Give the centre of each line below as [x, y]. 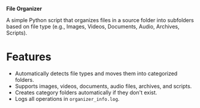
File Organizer [24, 9]
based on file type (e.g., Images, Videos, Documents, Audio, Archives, [93, 27]
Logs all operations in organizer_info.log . [67, 98]
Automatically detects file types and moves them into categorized [96, 73]
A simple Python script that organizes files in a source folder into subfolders [100, 20]
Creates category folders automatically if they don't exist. [86, 92]
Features [29, 57]
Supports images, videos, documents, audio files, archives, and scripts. [103, 86]
